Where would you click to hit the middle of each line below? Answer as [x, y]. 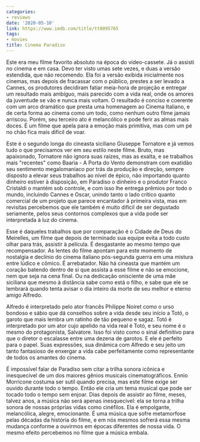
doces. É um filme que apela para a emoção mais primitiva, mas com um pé [99, 126]
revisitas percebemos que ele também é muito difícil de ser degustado [93, 207]
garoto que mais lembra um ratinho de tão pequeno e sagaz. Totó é [89, 319]
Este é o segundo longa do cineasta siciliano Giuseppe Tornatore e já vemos [100, 144]
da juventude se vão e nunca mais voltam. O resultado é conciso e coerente [100, 100]
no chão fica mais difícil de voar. [46, 132]
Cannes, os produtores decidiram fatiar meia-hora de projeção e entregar [96, 87]
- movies [17, 39]
